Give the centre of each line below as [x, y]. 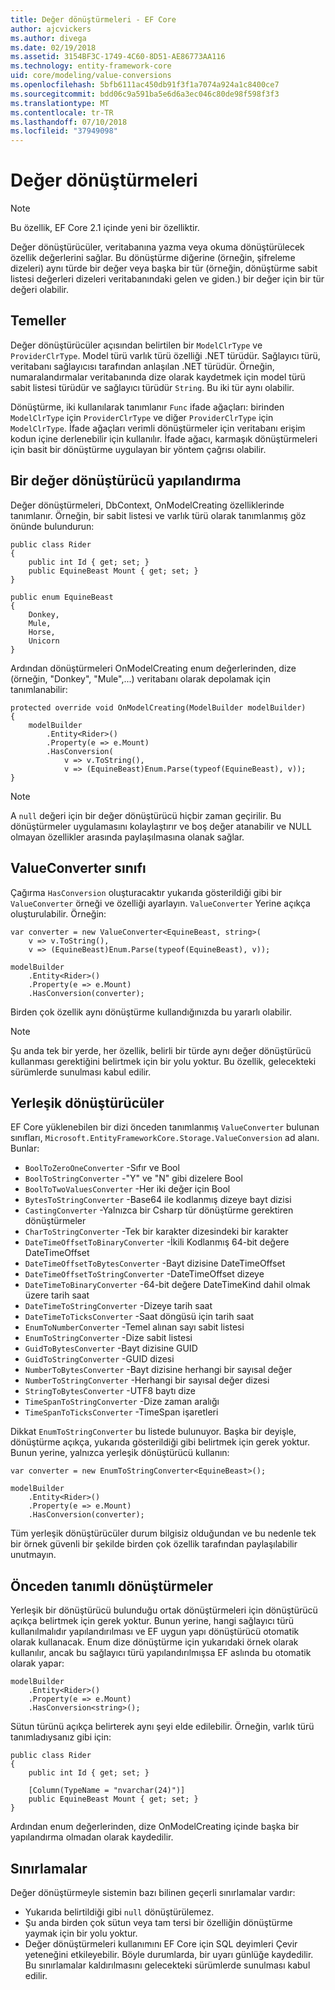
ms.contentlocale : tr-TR [62, 112]
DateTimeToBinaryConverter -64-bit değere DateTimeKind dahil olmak [167, 1285]
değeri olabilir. [40, 290]
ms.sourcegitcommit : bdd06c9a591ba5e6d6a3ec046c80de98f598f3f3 [145, 94]
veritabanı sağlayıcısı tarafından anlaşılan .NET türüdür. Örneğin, [142, 366]
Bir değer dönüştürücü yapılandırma [126, 481]
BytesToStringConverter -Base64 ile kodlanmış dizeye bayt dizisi [158, 1200]
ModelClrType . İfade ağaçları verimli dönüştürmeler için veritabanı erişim [158, 428]
